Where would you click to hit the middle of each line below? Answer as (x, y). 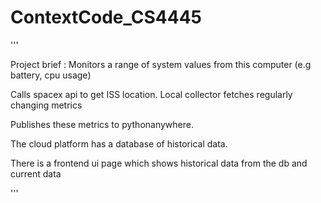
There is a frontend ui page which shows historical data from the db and (159, 163)
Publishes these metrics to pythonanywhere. (102, 124)
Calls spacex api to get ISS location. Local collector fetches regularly (151, 94)
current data (36, 173)
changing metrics (46, 105)
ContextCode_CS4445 (106, 17)
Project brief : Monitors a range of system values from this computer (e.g (161, 64)
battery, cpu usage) (51, 75)
